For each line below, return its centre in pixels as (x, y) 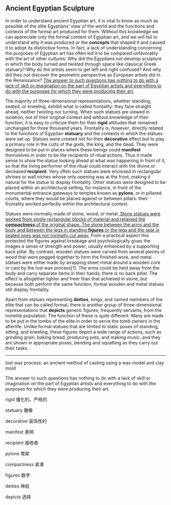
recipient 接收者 (22, 442)
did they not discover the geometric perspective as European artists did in (83, 75)
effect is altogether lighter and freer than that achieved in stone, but (76, 278)
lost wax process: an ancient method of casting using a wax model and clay (85, 363)
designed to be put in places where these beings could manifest (73, 149)
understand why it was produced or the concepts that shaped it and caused (85, 42)
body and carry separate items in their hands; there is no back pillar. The (81, 273)
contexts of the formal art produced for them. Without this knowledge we (82, 31)
